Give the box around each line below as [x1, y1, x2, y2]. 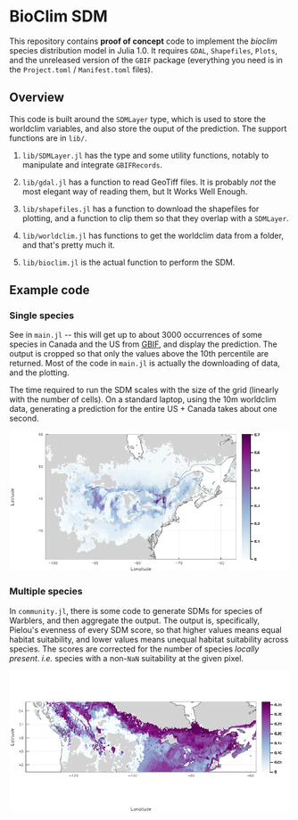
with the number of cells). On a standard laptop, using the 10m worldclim [9, 394, 277, 405]
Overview [9, 90, 65, 105]
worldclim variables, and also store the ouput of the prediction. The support [9, 123, 287, 134]
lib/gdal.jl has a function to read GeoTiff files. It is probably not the [21, 176, 277, 187]
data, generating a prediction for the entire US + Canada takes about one [9, 404, 277, 414]
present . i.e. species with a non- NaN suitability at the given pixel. [9, 652, 244, 663]
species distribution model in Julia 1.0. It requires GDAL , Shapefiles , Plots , [9, 45, 278, 55]
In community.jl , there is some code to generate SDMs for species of [9, 605, 263, 616]
